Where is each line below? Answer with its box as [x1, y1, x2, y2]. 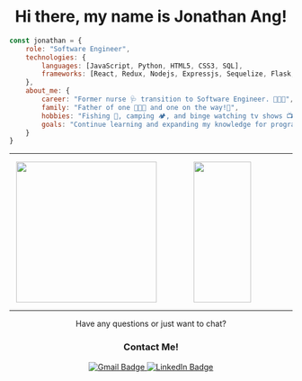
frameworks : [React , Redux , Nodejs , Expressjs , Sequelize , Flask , [41, 69, 296, 78]
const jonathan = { [9, 36, 83, 45]
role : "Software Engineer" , [25, 44, 130, 53]
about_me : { [25, 86, 70, 95]
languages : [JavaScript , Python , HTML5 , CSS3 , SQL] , [41, 61, 244, 70]
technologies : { [25, 52, 87, 62]
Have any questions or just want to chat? [75, 318, 226, 330]
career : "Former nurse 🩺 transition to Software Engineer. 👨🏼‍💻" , [41, 95, 294, 104]
